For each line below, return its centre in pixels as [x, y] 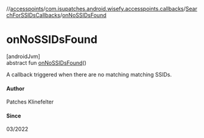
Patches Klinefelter [30, 102]
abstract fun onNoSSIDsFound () [47, 62]
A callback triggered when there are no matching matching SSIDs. [89, 74]
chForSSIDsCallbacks [33, 15]
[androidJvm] [23, 56]
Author [16, 88]
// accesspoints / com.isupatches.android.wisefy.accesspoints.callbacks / [96, 9]
